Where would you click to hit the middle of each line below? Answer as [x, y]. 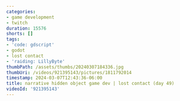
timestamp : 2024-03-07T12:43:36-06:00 [54, 78]
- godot [16, 50]
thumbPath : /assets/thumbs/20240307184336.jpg [65, 67]
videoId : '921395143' [33, 89]
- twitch [17, 23]
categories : [21, 12]
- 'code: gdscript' [30, 45]
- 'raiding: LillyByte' [36, 61]
